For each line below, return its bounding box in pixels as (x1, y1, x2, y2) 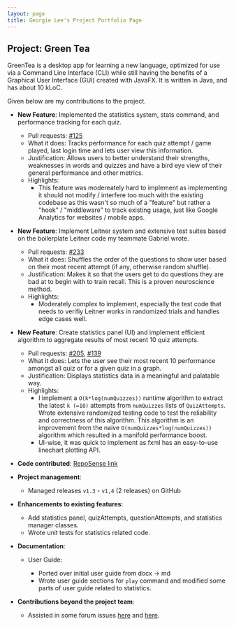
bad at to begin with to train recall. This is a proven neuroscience (27, 278, 215, 286)
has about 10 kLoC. (7, 83, 63, 92)
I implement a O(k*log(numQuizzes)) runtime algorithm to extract (38, 394, 224, 402)
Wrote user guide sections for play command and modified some (38, 576, 226, 585)
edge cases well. (38, 315, 87, 323)
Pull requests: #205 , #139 (27, 349, 101, 357)
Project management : (17, 473, 82, 481)
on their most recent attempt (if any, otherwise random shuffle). (27, 263, 211, 271)
